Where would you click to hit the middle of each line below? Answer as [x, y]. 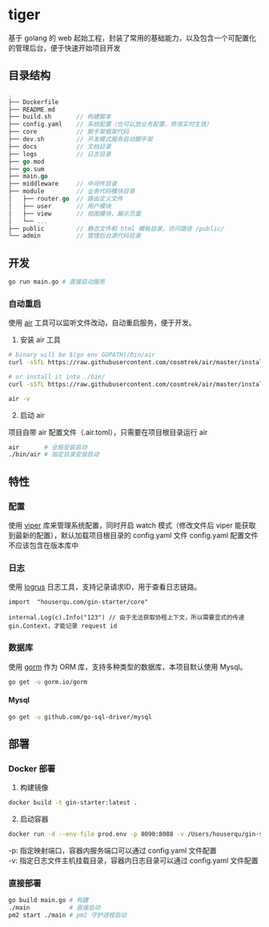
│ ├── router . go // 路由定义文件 [66, 199]
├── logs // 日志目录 [60, 154]
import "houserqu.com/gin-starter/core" [78, 602]
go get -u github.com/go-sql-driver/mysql [80, 717]
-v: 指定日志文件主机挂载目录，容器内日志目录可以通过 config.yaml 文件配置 [133, 861]
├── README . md [32, 110]
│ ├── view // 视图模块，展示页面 [75, 214]
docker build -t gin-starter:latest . [73, 803]
